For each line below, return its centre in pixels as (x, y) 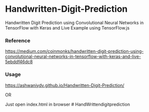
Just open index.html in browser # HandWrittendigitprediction (68, 104)
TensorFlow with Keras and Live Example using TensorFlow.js (67, 28)
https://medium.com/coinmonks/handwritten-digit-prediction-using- (74, 51)
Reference (18, 40)
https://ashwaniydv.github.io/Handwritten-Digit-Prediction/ (65, 85)
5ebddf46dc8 (19, 62)
